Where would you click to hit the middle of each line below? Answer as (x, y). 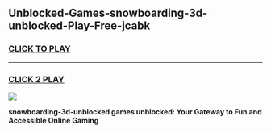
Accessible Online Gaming (54, 120)
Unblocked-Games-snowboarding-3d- (108, 13)
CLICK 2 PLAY (36, 79)
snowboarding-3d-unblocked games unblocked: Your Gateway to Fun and (135, 111)
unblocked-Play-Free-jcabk (79, 26)
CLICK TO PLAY (40, 49)
